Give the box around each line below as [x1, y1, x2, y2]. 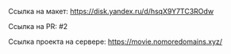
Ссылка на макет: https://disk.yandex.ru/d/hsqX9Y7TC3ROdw [8, 7, 214, 16]
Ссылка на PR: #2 [8, 22, 68, 31]
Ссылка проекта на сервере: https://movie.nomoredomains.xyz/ [8, 37, 223, 46]
